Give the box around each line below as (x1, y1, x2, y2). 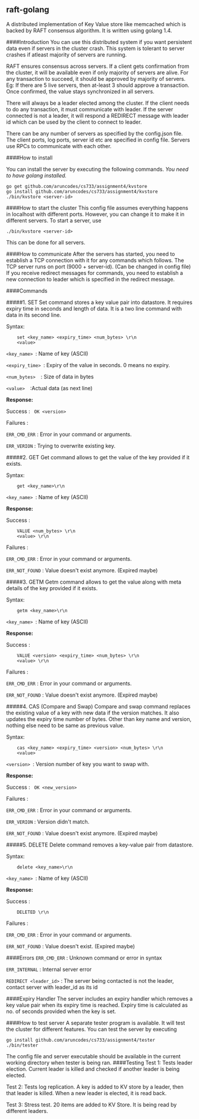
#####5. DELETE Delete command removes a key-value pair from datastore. (6, 841, 194, 848)
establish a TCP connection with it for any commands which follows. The (6, 256, 184, 264)
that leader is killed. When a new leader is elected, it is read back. (6, 1089, 167, 1096)
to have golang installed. (6, 172, 67, 179)
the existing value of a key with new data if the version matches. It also (6, 709, 179, 716)
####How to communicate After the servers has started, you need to (6, 250, 175, 258)
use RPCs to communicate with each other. (6, 142, 112, 149)
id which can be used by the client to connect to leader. (6, 118, 143, 126)
